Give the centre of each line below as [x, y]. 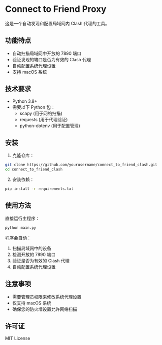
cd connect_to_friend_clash [34, 170]
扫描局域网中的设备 [32, 248]
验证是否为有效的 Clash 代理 [41, 260]
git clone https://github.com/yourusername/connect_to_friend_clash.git [81, 165]
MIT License [18, 338]
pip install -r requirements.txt [39, 189]
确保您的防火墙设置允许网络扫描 [45, 309]
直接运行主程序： [22, 218]
